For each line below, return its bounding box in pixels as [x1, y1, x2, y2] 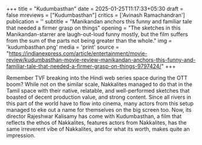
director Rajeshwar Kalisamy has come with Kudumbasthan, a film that [6, 113, 182, 120]
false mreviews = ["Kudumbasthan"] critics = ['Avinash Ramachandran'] [6, 11, 186, 19]
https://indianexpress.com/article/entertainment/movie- [8, 50, 148, 57]
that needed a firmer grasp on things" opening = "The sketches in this [6, 24, 181, 31]
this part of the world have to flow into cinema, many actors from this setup [6, 100, 194, 107]
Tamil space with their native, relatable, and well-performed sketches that [6, 87, 190, 94]
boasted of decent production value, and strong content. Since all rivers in [6, 93, 192, 100]
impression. [6, 132, 36, 139]
